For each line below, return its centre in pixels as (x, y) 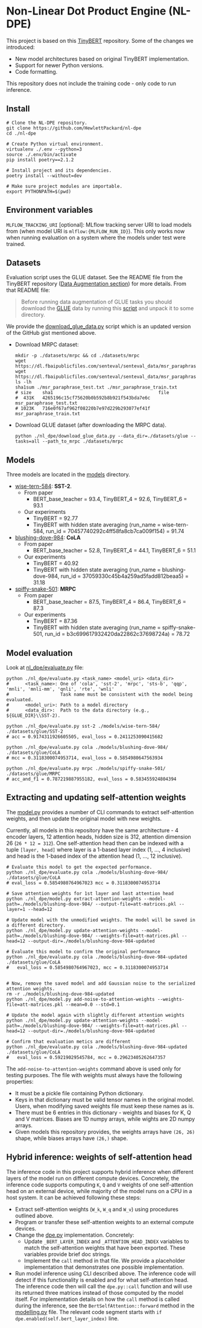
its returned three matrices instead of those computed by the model (99, 1292)
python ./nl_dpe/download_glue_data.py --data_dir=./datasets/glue (101, 436)
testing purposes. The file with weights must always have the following (94, 1075)
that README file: (28, 290)
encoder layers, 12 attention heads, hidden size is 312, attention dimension (99, 837)
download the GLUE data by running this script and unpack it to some (107, 308)
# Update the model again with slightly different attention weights (96, 1015)
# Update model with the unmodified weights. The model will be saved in (101, 920)
